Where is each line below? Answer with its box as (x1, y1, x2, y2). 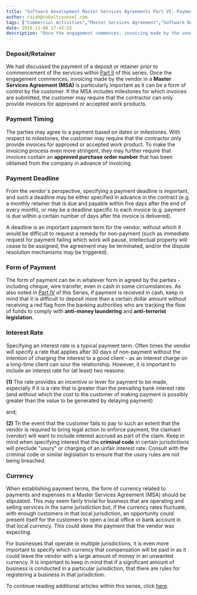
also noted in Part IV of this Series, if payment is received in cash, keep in (6, 289, 184, 296)
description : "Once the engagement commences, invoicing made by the (6, 30, 180, 36)
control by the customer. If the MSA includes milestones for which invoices (6, 88, 187, 95)
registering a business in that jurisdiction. (6, 571, 106, 578)
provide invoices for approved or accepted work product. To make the (6, 141, 176, 148)
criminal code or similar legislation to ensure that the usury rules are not (6, 451, 180, 458)
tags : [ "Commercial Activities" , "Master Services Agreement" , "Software (6, 19, 185, 25)
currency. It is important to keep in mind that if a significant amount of (6, 558, 175, 566)
